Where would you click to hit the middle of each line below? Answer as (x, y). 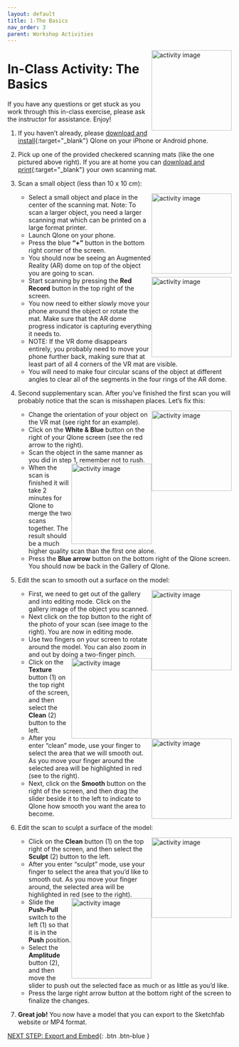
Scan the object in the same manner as (86, 452)
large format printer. (58, 228)
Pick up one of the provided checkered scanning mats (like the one (116, 155)
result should (47, 536)
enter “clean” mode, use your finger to (84, 746)
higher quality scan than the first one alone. (92, 551)
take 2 (38, 490)
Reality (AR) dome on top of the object (84, 265)
